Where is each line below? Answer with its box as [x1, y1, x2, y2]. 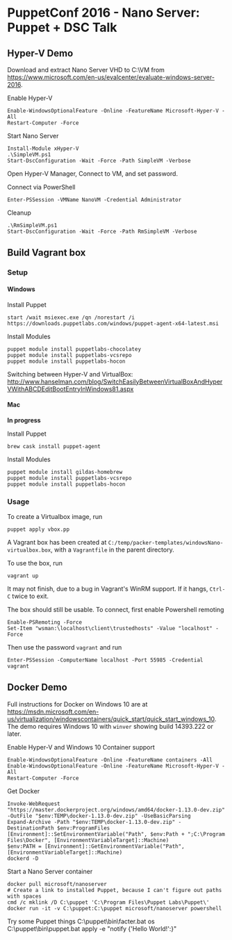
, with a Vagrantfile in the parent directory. [51, 545, 175, 554]
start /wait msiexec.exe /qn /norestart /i [7, 314, 135, 321]
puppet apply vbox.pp [7, 526, 70, 533]
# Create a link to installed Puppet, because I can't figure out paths [7, 887, 222, 893]
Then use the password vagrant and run [7, 643, 122, 652]
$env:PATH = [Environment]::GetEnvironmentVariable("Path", [7, 843, 185, 850]
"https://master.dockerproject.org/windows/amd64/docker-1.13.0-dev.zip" [7, 806, 226, 814]
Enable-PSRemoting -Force [7, 619, 82, 626]
